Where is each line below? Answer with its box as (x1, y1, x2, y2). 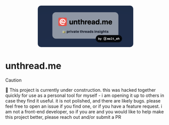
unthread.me (5, 60, 62, 72)
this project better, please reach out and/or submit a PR (5, 114, 121, 120)
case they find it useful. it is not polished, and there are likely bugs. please (5, 98, 161, 104)
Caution (5, 77, 22, 83)
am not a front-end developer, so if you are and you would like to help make (5, 109, 164, 115)
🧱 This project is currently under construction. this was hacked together (5, 87, 156, 93)
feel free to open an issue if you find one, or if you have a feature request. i (5, 103, 162, 110)
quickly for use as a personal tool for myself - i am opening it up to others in (5, 92, 164, 98)
